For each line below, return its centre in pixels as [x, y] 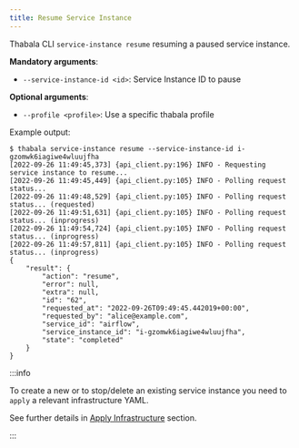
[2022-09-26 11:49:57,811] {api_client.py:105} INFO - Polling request [148, 244]
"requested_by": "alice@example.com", [115, 316]
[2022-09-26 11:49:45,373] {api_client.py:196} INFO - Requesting [138, 165]
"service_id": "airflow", [91, 324]
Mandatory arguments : [54, 61]
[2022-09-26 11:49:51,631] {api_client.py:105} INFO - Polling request [148, 212]
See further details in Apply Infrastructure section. [103, 417]
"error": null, [71, 284]
